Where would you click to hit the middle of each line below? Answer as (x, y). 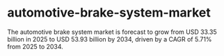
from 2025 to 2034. (35, 46)
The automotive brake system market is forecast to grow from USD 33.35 (112, 32)
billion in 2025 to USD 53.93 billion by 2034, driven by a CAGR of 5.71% (110, 39)
